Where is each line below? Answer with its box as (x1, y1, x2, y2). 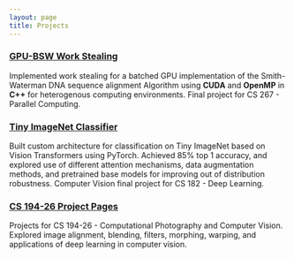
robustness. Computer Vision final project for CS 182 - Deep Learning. (9, 178, 265, 189)
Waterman (9, 80, 47, 90)
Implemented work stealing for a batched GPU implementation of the (9, 70, 260, 80)
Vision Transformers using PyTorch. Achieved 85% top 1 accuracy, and (9, 150, 268, 161)
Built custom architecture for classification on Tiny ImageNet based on (9, 140, 266, 151)
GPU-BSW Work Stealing (9, 50, 118, 63)
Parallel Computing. (9, 98, 81, 109)
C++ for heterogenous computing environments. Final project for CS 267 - (9, 89, 280, 100)
